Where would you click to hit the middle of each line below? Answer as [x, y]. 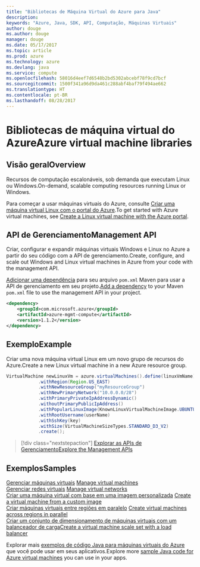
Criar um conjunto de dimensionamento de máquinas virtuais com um [91, 521]
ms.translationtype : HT [36, 90]
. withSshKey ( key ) [60, 421]
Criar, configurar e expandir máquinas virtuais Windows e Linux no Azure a [98, 249]
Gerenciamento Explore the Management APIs [76, 449]
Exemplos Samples [41, 468]
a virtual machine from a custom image [54, 502]
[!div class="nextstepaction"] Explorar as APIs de [81, 443]
